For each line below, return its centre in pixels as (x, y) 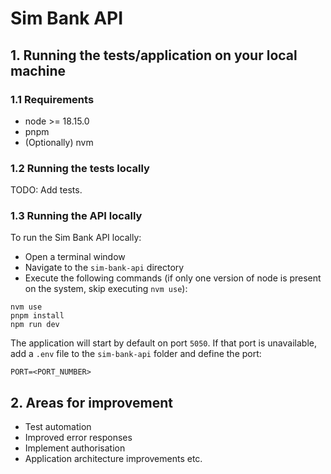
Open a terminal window (75, 257)
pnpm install (37, 316)
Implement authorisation (75, 448)
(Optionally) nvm (59, 142)
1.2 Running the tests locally (80, 168)
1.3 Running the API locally (76, 216)
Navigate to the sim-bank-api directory (104, 268)
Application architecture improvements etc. (113, 459)
